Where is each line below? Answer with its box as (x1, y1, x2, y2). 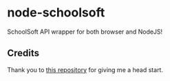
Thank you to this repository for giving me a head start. (7, 65, 164, 73)
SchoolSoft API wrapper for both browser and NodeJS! (7, 27, 163, 36)
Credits (7, 47, 40, 59)
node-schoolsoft (7, 5, 105, 21)
